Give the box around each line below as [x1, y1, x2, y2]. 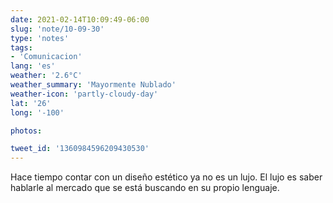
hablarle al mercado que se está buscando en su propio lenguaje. [10, 182, 280, 194]
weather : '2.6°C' [10, 71, 83, 81]
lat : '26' [10, 98, 52, 108]
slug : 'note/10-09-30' [10, 24, 105, 34]
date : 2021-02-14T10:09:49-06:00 [10, 14, 150, 25]
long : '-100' [10, 107, 65, 118]
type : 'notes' [10, 33, 70, 43]
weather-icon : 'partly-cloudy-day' [10, 89, 159, 99]
